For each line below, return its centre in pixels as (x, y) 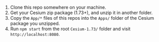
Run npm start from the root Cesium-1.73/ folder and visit (70, 29)
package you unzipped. (35, 23)
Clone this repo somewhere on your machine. (58, 7)
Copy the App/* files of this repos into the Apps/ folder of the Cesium (82, 18)
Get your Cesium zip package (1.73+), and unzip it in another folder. (81, 13)
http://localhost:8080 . (35, 34)
